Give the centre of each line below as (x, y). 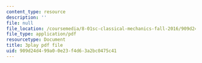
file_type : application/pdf (41, 34)
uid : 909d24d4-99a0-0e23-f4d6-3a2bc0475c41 (62, 51)
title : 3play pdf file (35, 46)
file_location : (25, 28)
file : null (20, 23)
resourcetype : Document (36, 40)
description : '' (26, 17)
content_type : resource (36, 12)
